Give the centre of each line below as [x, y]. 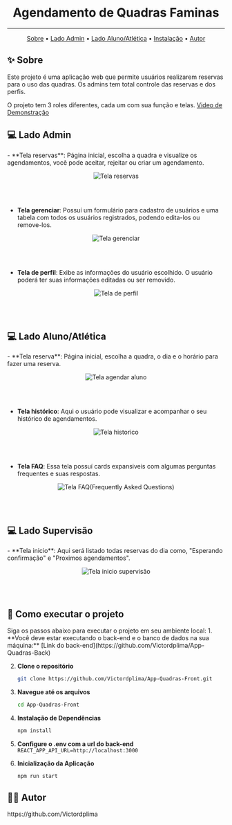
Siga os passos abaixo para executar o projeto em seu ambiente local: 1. [110, 631]
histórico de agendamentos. [57, 419]
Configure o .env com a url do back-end [75, 744]
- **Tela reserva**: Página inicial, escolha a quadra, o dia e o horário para [113, 356]
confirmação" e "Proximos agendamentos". [69, 558]
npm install [34, 731]
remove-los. [34, 225]
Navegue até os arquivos [54, 692]
